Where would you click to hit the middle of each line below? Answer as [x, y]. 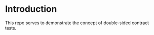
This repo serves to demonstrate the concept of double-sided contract [77, 23]
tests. [11, 28]
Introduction [31, 9]
